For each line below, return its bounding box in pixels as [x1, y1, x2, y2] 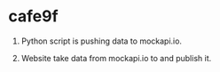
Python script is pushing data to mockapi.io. [20, 36, 183, 46]
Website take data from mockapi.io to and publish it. [20, 52, 212, 63]
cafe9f [8, 6, 59, 27]
